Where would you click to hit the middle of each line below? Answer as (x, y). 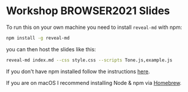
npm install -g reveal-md (38, 38)
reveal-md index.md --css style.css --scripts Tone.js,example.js (89, 60)
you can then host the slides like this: (51, 49)
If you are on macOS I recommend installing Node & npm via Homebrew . (94, 83)
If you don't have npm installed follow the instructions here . (78, 71)
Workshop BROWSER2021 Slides (88, 11)
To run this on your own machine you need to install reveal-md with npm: (94, 27)
